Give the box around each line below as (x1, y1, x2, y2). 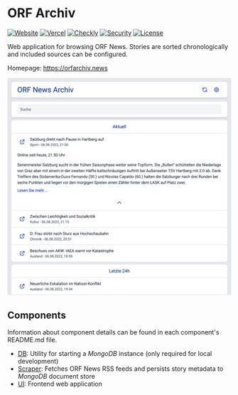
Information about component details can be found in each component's (7, 328, 220, 336)
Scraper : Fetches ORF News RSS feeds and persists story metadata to (17, 364, 224, 373)
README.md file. (7, 336, 58, 344)
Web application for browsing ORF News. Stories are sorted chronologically (7, 42, 229, 51)
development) (17, 357, 59, 365)
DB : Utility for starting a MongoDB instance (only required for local (17, 349, 212, 357)
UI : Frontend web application (17, 379, 103, 388)
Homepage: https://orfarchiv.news (7, 63, 108, 72)
